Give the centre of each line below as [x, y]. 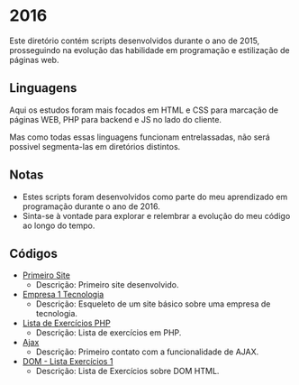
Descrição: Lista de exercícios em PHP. [109, 333]
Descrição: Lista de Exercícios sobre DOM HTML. [127, 371]
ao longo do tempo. [59, 225]
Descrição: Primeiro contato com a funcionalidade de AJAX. [147, 352]
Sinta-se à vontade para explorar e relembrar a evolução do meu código [156, 215]
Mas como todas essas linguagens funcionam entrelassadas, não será [140, 137]
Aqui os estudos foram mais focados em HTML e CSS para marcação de [144, 110]
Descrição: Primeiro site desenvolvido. [107, 285]
